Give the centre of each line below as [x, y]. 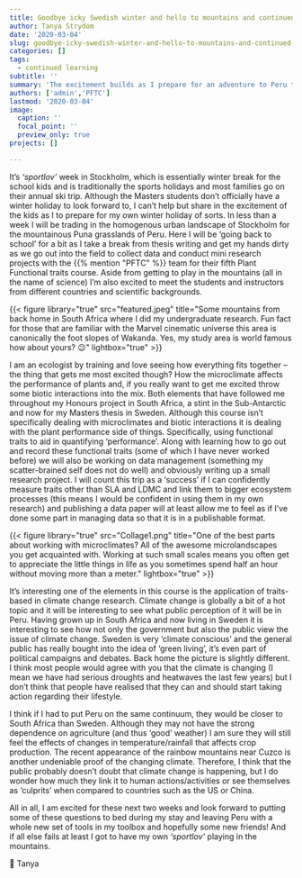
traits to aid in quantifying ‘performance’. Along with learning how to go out [148, 441]
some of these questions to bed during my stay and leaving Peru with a [141, 817]
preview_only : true [54, 135]
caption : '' [40, 118]
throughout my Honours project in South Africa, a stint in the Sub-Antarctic [148, 403]
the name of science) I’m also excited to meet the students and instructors [147, 282]
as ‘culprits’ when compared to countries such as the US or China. [132, 790]
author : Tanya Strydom [52, 26]
